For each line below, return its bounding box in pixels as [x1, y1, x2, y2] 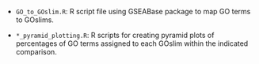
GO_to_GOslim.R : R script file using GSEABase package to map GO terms [15, 7, 251, 16]
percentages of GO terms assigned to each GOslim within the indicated [15, 39, 249, 48]
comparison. [15, 47, 57, 56]
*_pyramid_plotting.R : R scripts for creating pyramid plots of [15, 31, 215, 40]
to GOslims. [15, 15, 54, 24]
